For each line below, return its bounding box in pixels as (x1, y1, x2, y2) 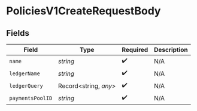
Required (122, 46, 148, 54)
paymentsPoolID (9, 94, 53, 101)
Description (153, 46, 189, 54)
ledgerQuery (9, 82, 44, 89)
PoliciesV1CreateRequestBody (6, 4, 161, 18)
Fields (6, 28, 30, 38)
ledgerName (9, 70, 40, 77)
